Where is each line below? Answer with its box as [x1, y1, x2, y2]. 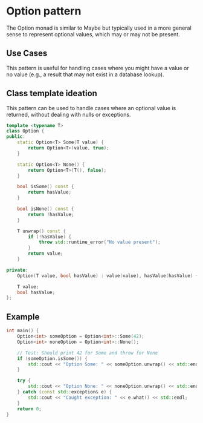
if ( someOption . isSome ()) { [17, 355, 88, 361]
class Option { [6, 128, 45, 134]
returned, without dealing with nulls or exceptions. [6, 111, 131, 118]
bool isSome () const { [17, 183, 74, 190]
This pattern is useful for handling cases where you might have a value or [6, 64, 189, 71]
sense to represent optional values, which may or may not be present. [6, 30, 180, 38]
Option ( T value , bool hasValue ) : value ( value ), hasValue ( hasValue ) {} [17, 272, 201, 279]
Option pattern [6, 4, 82, 18]
